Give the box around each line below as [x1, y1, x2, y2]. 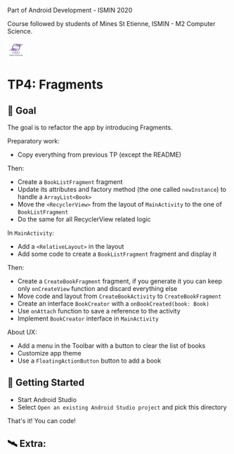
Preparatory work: [7, 137, 60, 145]
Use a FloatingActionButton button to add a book [17, 356, 162, 365]
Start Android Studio [17, 395, 77, 403]
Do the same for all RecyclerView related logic [17, 215, 151, 223]
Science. [7, 27, 33, 35]
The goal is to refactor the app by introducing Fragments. [7, 123, 174, 131]
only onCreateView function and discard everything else [17, 285, 178, 292]
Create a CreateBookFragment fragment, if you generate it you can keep [17, 277, 223, 285]
